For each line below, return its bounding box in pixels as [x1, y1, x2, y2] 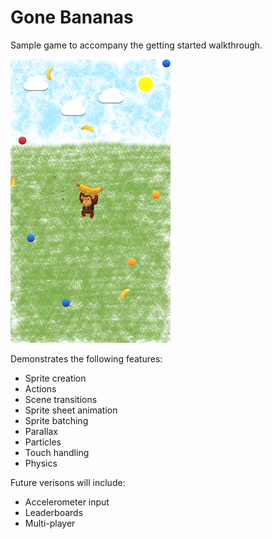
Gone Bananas [10, 6, 134, 29]
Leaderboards [24, 506, 84, 518]
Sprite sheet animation [24, 404, 118, 416]
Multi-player [24, 517, 76, 529]
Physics [24, 457, 58, 469]
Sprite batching [24, 414, 89, 426]
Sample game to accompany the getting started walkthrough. [10, 39, 263, 51]
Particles [24, 436, 62, 448]
